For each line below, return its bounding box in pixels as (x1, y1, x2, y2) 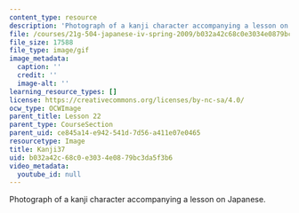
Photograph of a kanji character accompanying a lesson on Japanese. (9, 194, 266, 205)
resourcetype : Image (9, 137, 86, 146)
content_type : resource (9, 12, 98, 22)
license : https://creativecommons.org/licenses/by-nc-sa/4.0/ (9, 95, 245, 105)
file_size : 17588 (9, 37, 74, 47)
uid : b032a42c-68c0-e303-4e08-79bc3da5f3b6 (9, 153, 174, 162)
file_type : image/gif (9, 46, 90, 55)
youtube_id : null (17, 170, 82, 178)
